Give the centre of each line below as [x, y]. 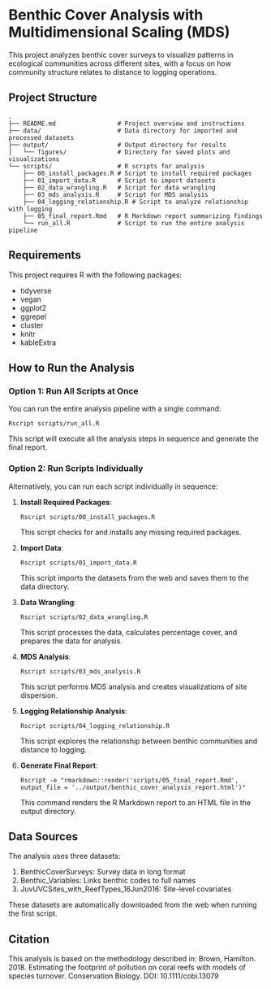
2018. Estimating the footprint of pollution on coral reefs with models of [127, 967]
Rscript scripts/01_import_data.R [78, 563]
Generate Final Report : [59, 765]
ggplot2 [33, 307]
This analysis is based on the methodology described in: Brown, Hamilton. [132, 959]
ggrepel [33, 316]
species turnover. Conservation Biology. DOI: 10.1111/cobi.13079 [114, 976]
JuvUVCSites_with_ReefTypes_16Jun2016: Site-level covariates [126, 889]
